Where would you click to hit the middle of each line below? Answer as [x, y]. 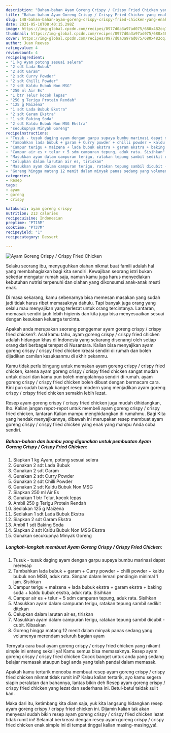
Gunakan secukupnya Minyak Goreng [52, 535]
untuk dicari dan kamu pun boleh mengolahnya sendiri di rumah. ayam [79, 376]
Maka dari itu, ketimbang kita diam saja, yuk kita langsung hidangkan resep [84, 703]
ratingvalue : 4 [22, 48]
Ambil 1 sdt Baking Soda [38, 525]
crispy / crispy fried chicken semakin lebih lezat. [56, 393]
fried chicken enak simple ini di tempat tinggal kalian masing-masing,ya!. [82, 725]
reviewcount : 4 [22, 52]
